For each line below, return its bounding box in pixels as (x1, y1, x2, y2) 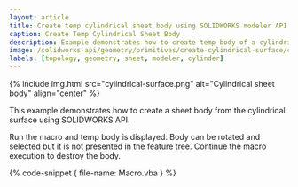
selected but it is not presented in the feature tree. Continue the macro (9, 141, 267, 152)
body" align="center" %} (9, 88, 100, 98)
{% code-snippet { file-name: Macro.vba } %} (9, 168, 177, 178)
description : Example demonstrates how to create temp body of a (9, 37, 255, 47)
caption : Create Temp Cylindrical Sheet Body (9, 29, 180, 38)
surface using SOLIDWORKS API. (9, 114, 130, 125)
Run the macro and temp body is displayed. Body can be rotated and (9, 132, 261, 142)
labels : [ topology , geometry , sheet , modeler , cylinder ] (9, 54, 224, 63)
